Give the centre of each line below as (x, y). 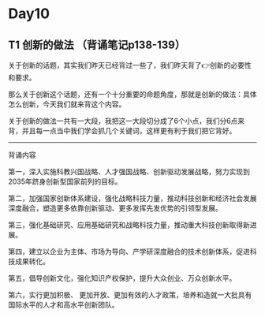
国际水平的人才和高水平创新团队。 (63, 305)
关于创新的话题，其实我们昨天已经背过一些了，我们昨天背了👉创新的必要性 (130, 65)
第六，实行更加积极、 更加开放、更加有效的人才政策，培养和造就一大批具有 (130, 295)
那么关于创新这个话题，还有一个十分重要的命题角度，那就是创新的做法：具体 (132, 94)
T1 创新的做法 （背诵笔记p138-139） (97, 45)
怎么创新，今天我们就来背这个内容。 (67, 104)
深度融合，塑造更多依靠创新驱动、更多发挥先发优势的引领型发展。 (115, 208)
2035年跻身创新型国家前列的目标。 (65, 181)
